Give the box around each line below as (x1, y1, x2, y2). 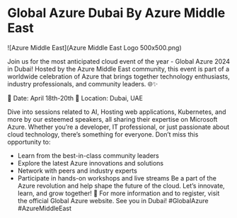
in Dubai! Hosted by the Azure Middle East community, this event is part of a (7, 64, 230, 73)
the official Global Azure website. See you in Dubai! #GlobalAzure (17, 196, 209, 205)
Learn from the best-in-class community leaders (17, 151, 159, 160)
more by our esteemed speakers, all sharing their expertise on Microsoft (7, 115, 218, 123)
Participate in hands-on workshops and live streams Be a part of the (17, 173, 217, 182)
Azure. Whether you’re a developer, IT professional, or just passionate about (7, 122, 230, 131)
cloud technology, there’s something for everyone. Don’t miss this (7, 130, 199, 139)
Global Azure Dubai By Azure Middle (7, 5, 226, 21)
